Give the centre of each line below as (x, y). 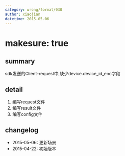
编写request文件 (28, 102)
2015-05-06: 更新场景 (34, 142)
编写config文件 (27, 114)
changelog (22, 130)
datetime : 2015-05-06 (27, 19)
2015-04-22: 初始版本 (34, 149)
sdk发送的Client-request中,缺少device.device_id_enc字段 (63, 74)
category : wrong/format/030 (34, 10)
